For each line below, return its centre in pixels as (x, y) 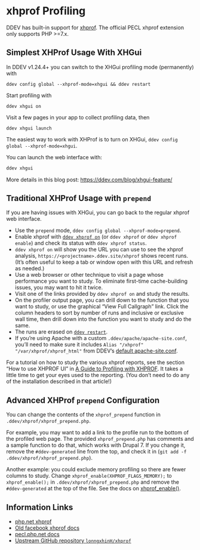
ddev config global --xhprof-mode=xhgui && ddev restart (79, 84)
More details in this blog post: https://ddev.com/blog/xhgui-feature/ (89, 180)
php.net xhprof (33, 522)
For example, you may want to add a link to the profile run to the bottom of (98, 432)
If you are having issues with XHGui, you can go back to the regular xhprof (98, 212)
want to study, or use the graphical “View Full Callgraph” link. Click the (101, 307)
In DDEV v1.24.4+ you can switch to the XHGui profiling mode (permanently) (100, 67)
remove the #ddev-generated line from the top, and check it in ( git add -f (96, 452)
